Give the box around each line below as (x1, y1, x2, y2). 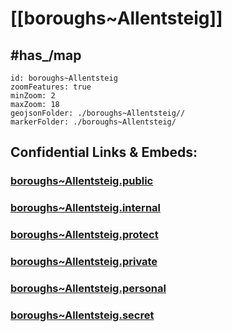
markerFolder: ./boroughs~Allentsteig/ (10, 117, 177, 127)
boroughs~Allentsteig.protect (10, 228, 159, 242)
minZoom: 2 (10, 91, 56, 101)
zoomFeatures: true (10, 82, 92, 92)
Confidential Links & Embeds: (10, 144, 198, 161)
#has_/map (10, 47, 82, 64)
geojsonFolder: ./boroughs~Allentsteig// (10, 108, 186, 118)
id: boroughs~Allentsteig (10, 73, 118, 83)
